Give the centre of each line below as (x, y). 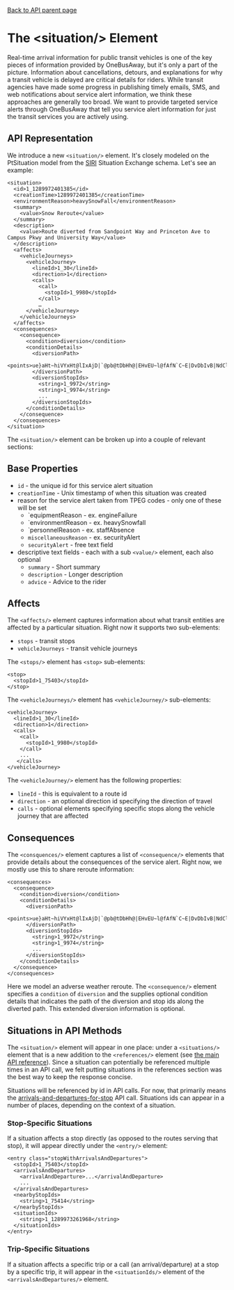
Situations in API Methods (65, 1031)
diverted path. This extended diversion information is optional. (96, 1009)
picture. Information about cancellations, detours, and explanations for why (115, 72)
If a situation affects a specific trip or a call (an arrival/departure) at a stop (113, 1264)
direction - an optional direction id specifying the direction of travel (115, 801)
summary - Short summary (64, 567)
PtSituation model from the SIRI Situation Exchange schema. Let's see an (112, 162)
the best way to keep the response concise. (70, 1077)
